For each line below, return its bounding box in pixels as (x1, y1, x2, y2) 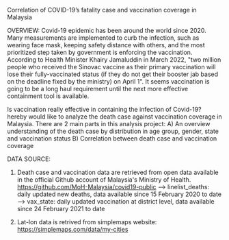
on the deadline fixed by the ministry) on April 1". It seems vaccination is (7, 77, 210, 85)
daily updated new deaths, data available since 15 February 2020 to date (16, 190, 222, 198)
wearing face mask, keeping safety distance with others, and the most (7, 41, 205, 49)
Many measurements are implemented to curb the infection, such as (7, 34, 200, 42)
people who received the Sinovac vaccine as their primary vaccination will (7, 63, 216, 71)
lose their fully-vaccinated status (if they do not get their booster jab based (7, 70, 219, 78)
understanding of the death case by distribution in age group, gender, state (7, 127, 219, 135)
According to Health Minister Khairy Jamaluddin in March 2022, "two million (7, 56, 221, 64)
